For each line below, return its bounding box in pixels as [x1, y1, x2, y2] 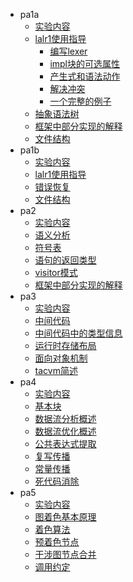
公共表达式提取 [34, 438, 97, 449]
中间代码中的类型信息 [34, 327, 123, 339]
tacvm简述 [34, 365, 78, 376]
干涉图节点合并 [34, 549, 97, 560]
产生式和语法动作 [49, 70, 121, 82]
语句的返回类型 [34, 254, 97, 266]
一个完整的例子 [49, 95, 112, 107]
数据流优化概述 [34, 425, 97, 437]
